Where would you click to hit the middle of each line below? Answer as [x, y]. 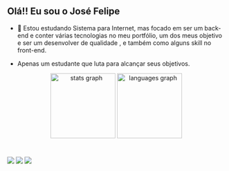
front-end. [32, 50]
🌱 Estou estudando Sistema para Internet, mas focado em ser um [110, 28]
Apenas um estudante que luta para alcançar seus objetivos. [103, 63]
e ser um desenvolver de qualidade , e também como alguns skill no [114, 43]
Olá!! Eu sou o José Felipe [64, 11]
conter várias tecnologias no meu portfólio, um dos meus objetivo [129, 35]
